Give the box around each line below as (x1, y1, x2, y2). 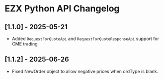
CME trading (11, 41, 38, 47)
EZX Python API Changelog (4, 3, 120, 14)
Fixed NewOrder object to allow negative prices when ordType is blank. (11, 68, 159, 74)
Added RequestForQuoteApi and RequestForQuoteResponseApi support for (11, 36, 160, 41)
